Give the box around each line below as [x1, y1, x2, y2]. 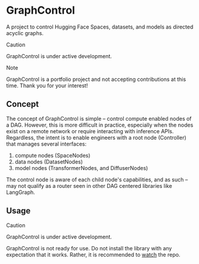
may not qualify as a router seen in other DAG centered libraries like [6, 182, 173, 189]
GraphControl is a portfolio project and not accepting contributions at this [6, 76, 186, 83]
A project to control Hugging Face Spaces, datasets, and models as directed [6, 23, 194, 30]
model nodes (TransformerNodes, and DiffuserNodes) [14, 164, 148, 171]
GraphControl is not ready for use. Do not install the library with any [6, 244, 172, 252]
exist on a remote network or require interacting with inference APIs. [6, 127, 174, 134]
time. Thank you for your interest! [6, 81, 88, 89]
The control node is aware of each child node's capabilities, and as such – [6, 176, 188, 183]
